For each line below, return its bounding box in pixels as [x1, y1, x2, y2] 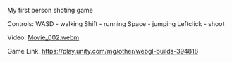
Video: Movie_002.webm [7, 33, 80, 42]
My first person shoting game [7, 6, 93, 14]
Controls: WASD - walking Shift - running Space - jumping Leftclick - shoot [7, 20, 225, 27]
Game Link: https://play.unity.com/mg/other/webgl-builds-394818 [7, 47, 199, 55]
